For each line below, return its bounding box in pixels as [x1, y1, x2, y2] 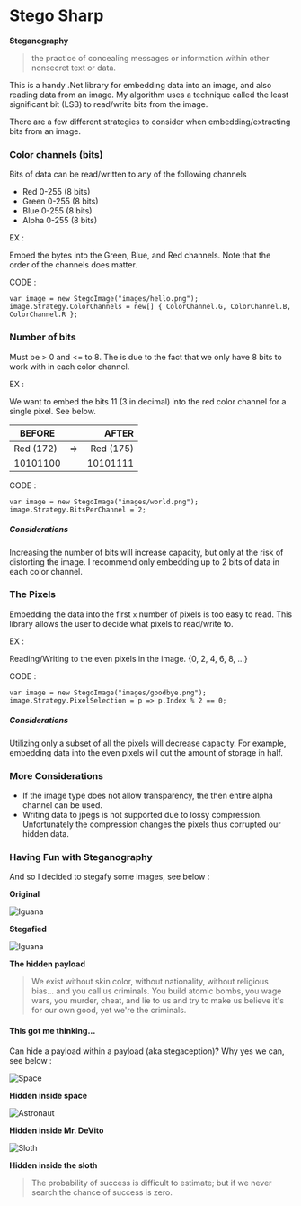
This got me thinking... [9, 1025, 96, 1036]
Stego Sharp [9, 5, 104, 26]
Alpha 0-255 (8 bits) [22, 215, 97, 226]
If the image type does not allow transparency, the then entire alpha [22, 790, 274, 802]
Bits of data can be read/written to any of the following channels [9, 168, 247, 180]
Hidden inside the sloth [9, 1159, 98, 1171]
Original [9, 889, 40, 900]
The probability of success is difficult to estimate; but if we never [31, 1177, 272, 1188]
